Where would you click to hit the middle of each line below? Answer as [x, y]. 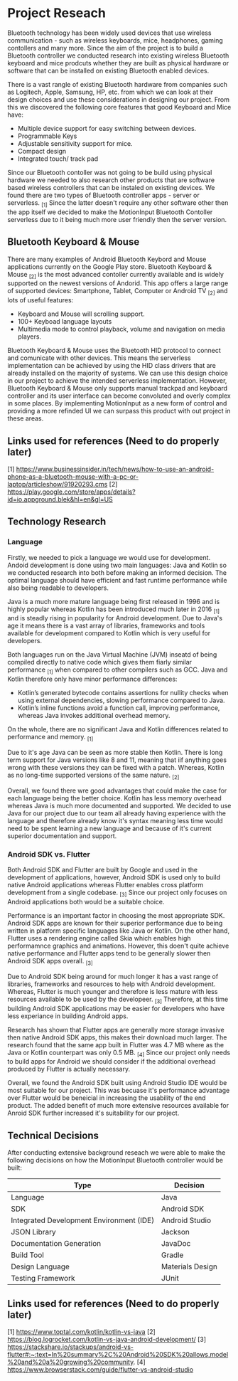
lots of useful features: [40, 300]
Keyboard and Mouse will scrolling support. [81, 314]
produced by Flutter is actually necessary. [69, 1069]
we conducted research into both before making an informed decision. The [117, 572]
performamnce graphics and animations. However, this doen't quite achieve [118, 946]
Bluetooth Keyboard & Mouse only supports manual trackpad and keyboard [118, 388]
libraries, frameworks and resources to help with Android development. [112, 984]
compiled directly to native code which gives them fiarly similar [100, 662]
